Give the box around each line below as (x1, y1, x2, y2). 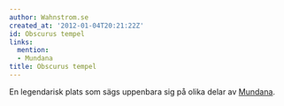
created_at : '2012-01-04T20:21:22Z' (9, 21, 144, 30)
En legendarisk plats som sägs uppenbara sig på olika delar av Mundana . (9, 86, 276, 97)
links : (9, 37, 34, 47)
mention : (17, 46, 50, 55)
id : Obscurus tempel (9, 29, 86, 38)
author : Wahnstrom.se (9, 12, 89, 22)
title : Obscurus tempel (9, 63, 97, 72)
